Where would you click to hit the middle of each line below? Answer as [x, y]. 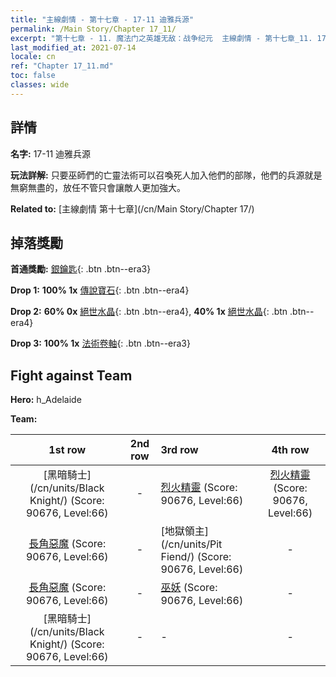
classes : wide [40, 85]
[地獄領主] [184, 531]
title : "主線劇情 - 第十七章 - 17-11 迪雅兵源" [102, 19]
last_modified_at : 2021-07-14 [73, 47]
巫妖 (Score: [189, 588]
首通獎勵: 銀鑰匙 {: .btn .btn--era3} [81, 269]
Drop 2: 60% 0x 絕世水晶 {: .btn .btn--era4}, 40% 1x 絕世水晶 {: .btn [149, 312]
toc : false [33, 76]
